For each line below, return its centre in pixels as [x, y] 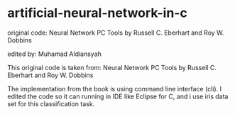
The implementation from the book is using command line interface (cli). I [115, 89]
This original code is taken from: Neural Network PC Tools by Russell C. [112, 67]
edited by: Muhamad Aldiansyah [54, 54]
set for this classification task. [51, 103]
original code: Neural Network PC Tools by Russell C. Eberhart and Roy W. [116, 33]
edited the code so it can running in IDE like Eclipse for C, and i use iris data [118, 96]
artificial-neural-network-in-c [98, 13]
